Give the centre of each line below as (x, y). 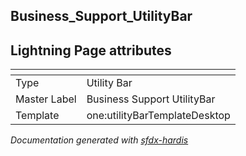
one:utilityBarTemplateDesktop (158, 116)
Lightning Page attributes (91, 50)
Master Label (46, 99)
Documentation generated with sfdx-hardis (99, 140)
